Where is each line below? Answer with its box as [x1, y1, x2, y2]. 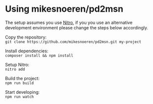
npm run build [5, 81, 34, 85]
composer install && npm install [5, 53, 74, 58]
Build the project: [5, 75, 40, 81]
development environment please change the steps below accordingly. [5, 24, 149, 30]
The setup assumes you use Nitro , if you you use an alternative [5, 20, 133, 25]
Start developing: [5, 89, 40, 95]
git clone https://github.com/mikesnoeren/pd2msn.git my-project [5, 39, 141, 44]
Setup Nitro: [5, 62, 29, 67]
